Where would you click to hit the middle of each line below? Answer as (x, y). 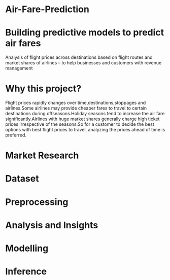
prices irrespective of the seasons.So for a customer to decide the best (80, 124)
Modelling (27, 248)
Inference (26, 272)
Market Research (42, 155)
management (19, 68)
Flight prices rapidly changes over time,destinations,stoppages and (76, 103)
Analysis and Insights (52, 225)
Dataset (22, 179)
